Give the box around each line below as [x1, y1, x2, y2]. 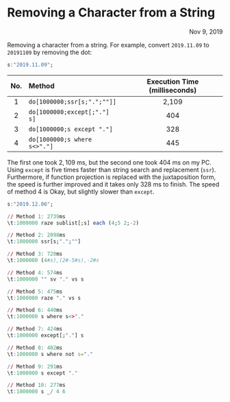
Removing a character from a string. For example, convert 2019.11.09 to [7, 40, 210, 49]
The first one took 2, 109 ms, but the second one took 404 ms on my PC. [7, 158, 212, 166]
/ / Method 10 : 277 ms [7, 382, 66, 389]
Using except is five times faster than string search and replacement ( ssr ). [7, 165, 216, 174]
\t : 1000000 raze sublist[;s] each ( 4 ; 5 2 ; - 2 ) [7, 220, 139, 226]
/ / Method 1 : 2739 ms [7, 213, 66, 220]
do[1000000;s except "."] [28, 125, 113, 133]
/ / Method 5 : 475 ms [7, 288, 63, 295]
